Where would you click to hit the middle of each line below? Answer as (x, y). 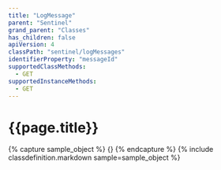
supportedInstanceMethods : (52, 81)
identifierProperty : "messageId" (63, 60)
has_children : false (42, 37)
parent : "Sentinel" (40, 23)
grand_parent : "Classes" (49, 30)
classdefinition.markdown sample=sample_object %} (94, 157)
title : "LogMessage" (42, 15)
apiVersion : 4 (32, 45)
